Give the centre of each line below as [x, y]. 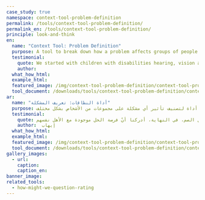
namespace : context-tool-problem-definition [64, 18]
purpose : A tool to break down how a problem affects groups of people [105, 52]
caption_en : [32, 171]
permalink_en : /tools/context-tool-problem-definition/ [79, 29]
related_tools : [26, 182]
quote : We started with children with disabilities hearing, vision [106, 63]
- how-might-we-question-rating [53, 188]
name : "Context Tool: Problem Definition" [67, 46]
